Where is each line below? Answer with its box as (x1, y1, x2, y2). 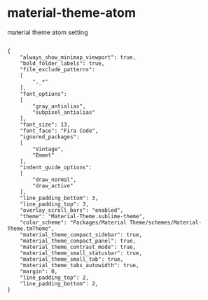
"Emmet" (32, 152, 55, 159)
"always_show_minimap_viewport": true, (20, 54, 137, 61)
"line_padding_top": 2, (20, 274, 90, 281)
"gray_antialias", (32, 103, 86, 110)
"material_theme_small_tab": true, (20, 255, 124, 263)
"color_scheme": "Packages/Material (20, 219, 127, 226)
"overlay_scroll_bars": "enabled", (20, 206, 124, 214)
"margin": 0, (20, 268, 58, 275)
